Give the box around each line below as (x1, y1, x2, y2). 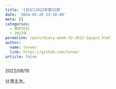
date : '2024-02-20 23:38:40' (5, 12, 66, 17)
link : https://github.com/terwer (10, 49, 80, 54)
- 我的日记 (10, 26, 30, 31)
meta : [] (5, 17, 24, 22)
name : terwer (10, 45, 37, 50)
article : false (5, 54, 37, 59)
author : (5, 40, 22, 45)
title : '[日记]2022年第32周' (5, 7, 63, 13)
